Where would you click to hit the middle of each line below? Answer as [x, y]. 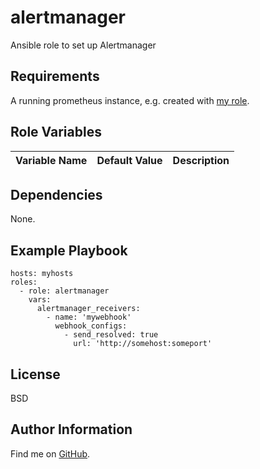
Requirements [55, 76]
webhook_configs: [91, 326]
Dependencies [56, 194]
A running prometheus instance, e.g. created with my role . [130, 100]
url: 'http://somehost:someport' [143, 344]
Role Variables [56, 132]
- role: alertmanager [64, 291]
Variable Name [51, 160]
